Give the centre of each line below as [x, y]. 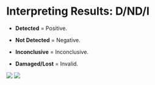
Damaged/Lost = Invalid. [46, 64]
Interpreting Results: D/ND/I [78, 11]
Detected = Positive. [41, 28]
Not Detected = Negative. [48, 40]
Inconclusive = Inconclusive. [52, 52]
